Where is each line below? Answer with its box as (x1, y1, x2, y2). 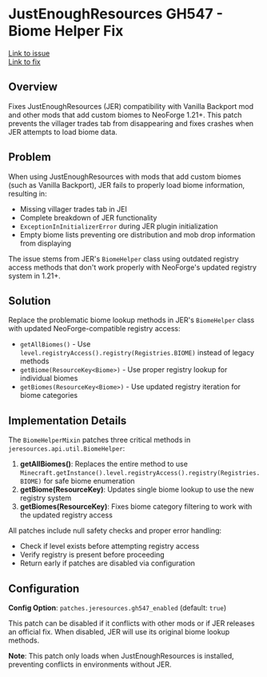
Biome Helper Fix (8, 22, 124, 40)
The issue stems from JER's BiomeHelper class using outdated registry (8, 253, 239, 263)
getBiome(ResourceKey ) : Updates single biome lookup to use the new (19, 484, 254, 494)
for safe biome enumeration (43, 476, 135, 486)
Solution (8, 294, 51, 307)
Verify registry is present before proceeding (19, 550, 165, 560)
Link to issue (8, 48, 50, 58)
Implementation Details (8, 414, 127, 428)
